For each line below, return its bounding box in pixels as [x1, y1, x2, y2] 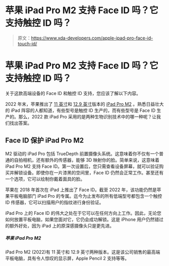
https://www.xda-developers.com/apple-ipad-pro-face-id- [31, 35, 153, 41]
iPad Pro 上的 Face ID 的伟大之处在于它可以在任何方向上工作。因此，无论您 [5, 210, 161, 216]
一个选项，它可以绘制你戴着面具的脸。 [5, 175, 85, 182]
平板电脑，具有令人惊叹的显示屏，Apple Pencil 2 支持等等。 [5, 255, 130, 261]
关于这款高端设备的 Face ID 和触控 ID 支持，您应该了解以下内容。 [5, 90, 141, 96]
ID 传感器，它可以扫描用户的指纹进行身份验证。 [5, 199, 104, 205]
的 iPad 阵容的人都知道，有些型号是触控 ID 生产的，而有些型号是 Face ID [5, 107, 156, 113]
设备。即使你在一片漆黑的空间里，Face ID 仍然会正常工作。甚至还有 [22, 169, 164, 175]
